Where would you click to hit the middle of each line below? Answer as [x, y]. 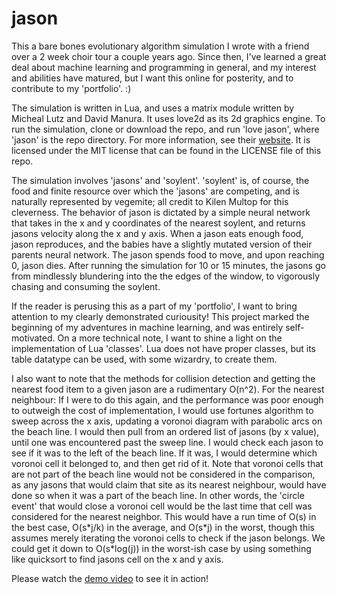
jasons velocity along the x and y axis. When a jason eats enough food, [157, 233]
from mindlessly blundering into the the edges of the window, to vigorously [166, 276]
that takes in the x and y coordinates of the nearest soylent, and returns [158, 223]
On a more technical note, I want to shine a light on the [170, 338]
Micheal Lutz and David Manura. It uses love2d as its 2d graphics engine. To [168, 118]
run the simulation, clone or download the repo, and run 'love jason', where [165, 129]
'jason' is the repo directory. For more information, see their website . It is [161, 139]
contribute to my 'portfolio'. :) [71, 88]
